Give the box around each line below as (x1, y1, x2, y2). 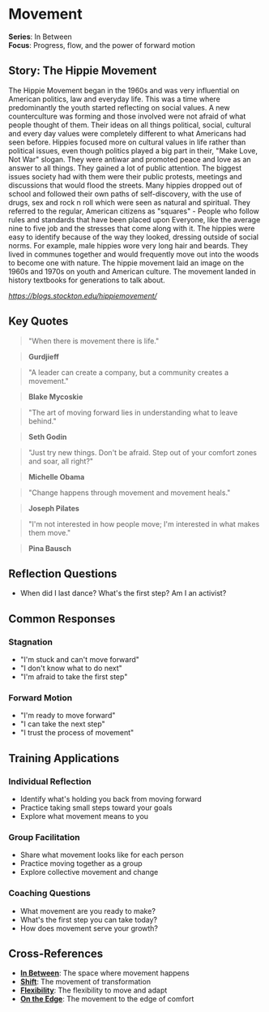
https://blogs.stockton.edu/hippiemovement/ (8, 291, 158, 300)
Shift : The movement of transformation (19, 977, 152, 987)
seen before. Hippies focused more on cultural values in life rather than (8, 137, 246, 147)
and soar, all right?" (28, 456, 94, 466)
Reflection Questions (8, 566, 117, 580)
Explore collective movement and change (19, 868, 159, 877)
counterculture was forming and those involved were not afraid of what (8, 111, 246, 121)
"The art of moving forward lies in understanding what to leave (28, 407, 238, 417)
